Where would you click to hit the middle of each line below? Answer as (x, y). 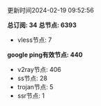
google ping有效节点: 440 (45, 55)
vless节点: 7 (34, 40)
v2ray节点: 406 (39, 69)
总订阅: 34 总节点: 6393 (42, 25)
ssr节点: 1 (31, 96)
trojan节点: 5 (35, 87)
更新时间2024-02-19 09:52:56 (50, 10)
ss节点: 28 (32, 78)
